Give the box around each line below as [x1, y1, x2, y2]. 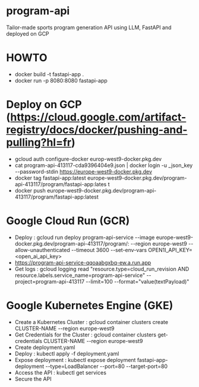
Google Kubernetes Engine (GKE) [6, 298, 173, 312]
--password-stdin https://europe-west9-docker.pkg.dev [14, 168, 153, 175]
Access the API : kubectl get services [14, 369, 107, 376]
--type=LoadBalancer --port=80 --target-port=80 [45, 363, 168, 370]
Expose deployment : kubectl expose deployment [14, 356, 136, 363]
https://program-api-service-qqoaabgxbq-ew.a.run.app [14, 259, 151, 266]
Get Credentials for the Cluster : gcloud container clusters [14, 331, 156, 338]
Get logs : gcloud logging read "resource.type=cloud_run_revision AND [14, 265, 189, 272]
